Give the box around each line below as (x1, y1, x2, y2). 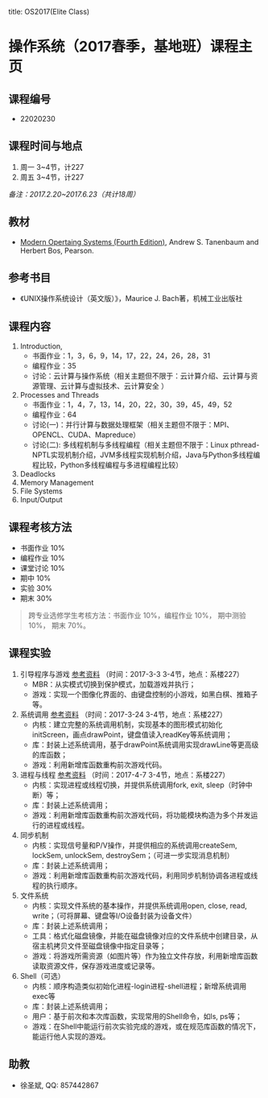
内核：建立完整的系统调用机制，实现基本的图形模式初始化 (31, 720, 223, 729)
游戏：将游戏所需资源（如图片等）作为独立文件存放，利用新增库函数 (31, 951, 258, 960)
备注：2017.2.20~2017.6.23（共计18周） (8, 189, 140, 199)
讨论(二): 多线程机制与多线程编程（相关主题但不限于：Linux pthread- (31, 440, 260, 450)
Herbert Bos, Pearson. (19, 246, 94, 255)
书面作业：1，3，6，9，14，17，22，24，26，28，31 (31, 351, 211, 361)
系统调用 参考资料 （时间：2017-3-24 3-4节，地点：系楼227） (19, 709, 227, 719)
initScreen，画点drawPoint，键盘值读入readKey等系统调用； (31, 729, 233, 739)
